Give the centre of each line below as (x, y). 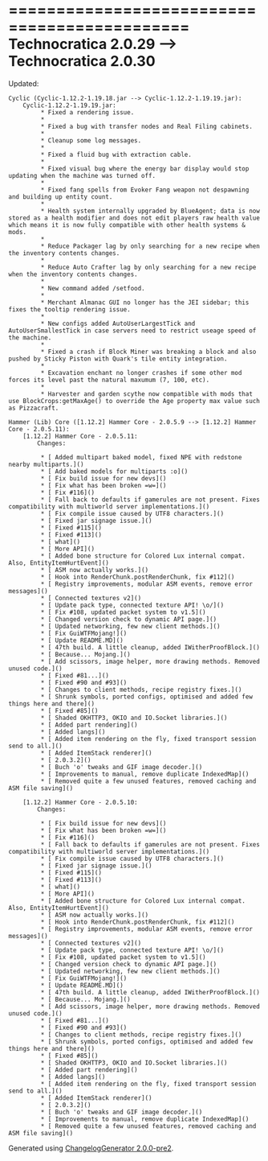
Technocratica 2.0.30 (82, 62)
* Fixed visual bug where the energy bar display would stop (145, 169)
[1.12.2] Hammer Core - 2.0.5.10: (80, 802)
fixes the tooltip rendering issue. (69, 309)
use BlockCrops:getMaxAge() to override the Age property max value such (134, 401)
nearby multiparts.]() (46, 464)
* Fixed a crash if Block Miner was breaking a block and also (148, 352)
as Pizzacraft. (34, 408)
